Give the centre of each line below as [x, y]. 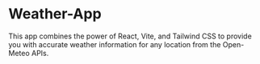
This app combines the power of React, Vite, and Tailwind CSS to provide [130, 36]
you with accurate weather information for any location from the [115, 44]
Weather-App [55, 14]
